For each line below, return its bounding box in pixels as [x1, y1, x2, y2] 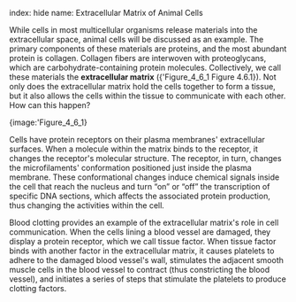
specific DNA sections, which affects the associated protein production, [9, 190, 271, 201]
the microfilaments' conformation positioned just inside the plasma [9, 163, 252, 173]
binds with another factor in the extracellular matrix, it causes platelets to [9, 245, 275, 256]
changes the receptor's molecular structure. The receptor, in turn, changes [9, 153, 282, 163]
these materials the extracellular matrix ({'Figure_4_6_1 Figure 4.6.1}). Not [9, 72, 277, 82]
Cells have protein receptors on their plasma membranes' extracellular [9, 135, 265, 144]
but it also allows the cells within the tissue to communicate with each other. [9, 90, 286, 101]
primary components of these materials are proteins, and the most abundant [9, 43, 287, 54]
